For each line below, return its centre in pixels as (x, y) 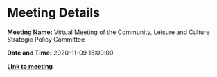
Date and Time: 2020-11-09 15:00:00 (60, 53)
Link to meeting (30, 66)
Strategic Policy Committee (46, 39)
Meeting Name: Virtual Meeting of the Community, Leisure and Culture (108, 32)
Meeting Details (54, 13)
